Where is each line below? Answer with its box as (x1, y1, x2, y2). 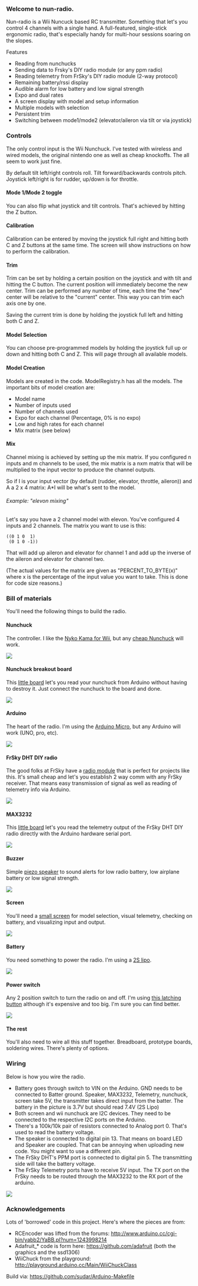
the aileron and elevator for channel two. (6, 556, 105, 563)
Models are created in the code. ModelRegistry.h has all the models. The (6, 377, 183, 384)
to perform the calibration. (6, 248, 70, 255)
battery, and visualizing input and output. (6, 918, 106, 926)
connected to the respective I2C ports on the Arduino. (14, 1116, 147, 1123)
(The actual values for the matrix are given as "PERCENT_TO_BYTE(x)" (6, 567, 178, 574)
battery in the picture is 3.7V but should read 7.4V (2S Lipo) (14, 1103, 160, 1111)
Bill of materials (6, 594, 52, 602)
